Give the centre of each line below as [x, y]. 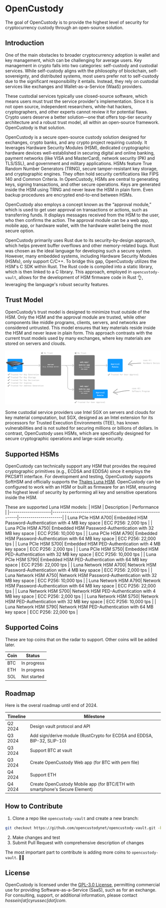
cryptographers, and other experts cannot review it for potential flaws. [77, 112]
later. [10, 645]
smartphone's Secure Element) [62, 789]
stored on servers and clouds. [36, 343]
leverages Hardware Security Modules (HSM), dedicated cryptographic [78, 147]
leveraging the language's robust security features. [57, 284]
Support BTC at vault [51, 750]
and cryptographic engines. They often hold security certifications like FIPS [82, 174]
